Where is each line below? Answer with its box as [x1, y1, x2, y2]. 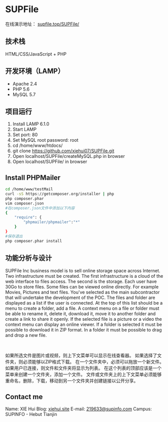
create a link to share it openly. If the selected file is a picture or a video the [5, 316, 162, 322]
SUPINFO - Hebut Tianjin [5, 411, 57, 417]
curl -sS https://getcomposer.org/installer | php [5, 191, 114, 197]
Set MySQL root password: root [12, 137, 78, 143]
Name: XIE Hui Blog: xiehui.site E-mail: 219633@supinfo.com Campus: [5, 406, 152, 412]
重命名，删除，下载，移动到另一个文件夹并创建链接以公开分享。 [5, 377, 138, 384]
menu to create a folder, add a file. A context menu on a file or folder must [5, 305, 159, 311]
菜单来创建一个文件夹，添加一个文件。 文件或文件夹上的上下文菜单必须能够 [5, 371, 162, 377]
